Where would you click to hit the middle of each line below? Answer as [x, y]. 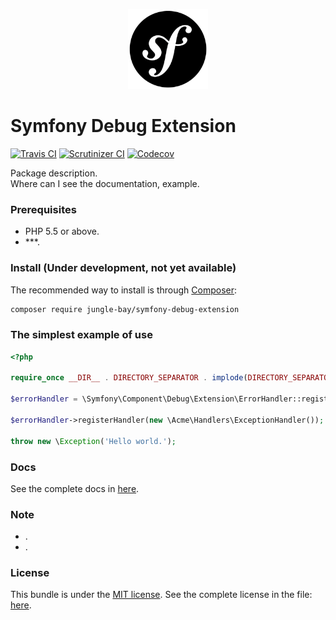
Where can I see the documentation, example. [105, 183]
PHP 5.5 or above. [62, 231]
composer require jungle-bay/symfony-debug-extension [125, 309]
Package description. [54, 173]
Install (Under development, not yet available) [123, 268]
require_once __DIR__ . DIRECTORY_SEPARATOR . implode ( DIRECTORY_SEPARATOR [171, 378]
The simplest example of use [81, 335]
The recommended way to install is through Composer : [124, 290]
